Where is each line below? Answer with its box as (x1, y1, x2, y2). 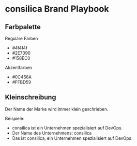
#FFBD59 (12, 79, 31, 85)
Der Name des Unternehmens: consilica (12, 130, 92, 136)
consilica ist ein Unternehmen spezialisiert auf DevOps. (12, 125, 122, 130)
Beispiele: (5, 115, 25, 121)
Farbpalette (5, 23, 41, 31)
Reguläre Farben (5, 35, 38, 41)
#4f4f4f (12, 45, 28, 50)
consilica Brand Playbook (5, 3, 109, 15)
